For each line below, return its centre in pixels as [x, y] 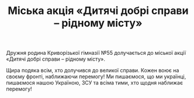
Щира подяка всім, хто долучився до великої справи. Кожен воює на [93, 71]
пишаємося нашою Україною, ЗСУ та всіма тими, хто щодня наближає [94, 83]
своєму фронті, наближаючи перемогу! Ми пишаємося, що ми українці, [96, 76]
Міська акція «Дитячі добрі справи [98, 11]
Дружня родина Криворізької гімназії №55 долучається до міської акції [96, 53]
